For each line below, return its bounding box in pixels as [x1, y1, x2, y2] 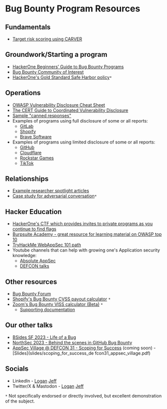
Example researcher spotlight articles [12, 188, 89, 194]
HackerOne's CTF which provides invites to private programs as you [12, 221, 153, 227]
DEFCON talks [19, 263, 49, 269]
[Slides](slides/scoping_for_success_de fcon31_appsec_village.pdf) [12, 350, 151, 356]
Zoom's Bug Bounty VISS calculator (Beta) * [12, 301, 103, 307]
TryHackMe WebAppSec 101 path [12, 242, 81, 248]
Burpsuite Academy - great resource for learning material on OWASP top [12, 231, 162, 237]
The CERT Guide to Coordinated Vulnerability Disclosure [12, 107, 129, 113]
